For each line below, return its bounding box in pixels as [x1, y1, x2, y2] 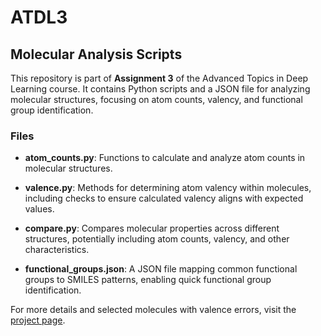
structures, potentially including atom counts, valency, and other [24, 233, 290, 245]
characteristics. [24, 244, 90, 256]
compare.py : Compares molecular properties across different [24, 222, 280, 235]
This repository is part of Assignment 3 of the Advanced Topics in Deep [10, 72, 309, 84]
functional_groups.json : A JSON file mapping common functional [24, 263, 298, 275]
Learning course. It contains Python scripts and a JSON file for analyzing [10, 83, 311, 95]
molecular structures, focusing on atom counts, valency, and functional [10, 94, 303, 105]
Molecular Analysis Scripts [10, 46, 183, 63]
